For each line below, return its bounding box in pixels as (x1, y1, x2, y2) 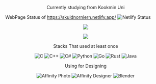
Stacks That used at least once (53, 43, 118, 49)
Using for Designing (64, 63, 107, 69)
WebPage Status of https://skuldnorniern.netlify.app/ (5, 14, 116, 20)
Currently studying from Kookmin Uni (46, 5, 125, 10)
